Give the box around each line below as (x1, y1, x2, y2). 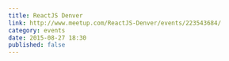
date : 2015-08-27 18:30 (8, 33, 87, 42)
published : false (8, 41, 66, 49)
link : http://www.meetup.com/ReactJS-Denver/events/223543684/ (8, 19, 222, 27)
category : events (8, 26, 66, 34)
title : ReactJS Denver (8, 11, 83, 20)
